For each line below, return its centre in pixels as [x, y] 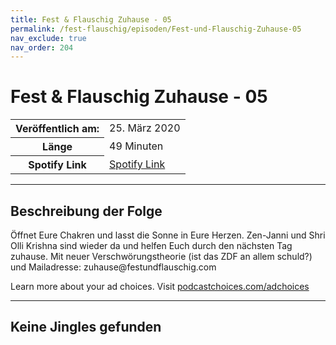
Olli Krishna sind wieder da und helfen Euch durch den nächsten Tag [151, 245]
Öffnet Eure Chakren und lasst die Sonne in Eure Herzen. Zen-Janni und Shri [168, 235]
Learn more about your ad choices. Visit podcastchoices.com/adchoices [160, 286]
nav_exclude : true [48, 38]
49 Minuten [136, 146]
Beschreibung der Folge [86, 211]
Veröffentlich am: [57, 129]
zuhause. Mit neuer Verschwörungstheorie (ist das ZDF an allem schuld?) [161, 256]
